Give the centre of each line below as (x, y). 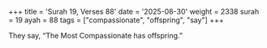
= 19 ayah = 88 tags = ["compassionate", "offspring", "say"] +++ (116, 20)
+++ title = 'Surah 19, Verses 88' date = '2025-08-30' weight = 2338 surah (134, 12)
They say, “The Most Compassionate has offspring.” (95, 36)
